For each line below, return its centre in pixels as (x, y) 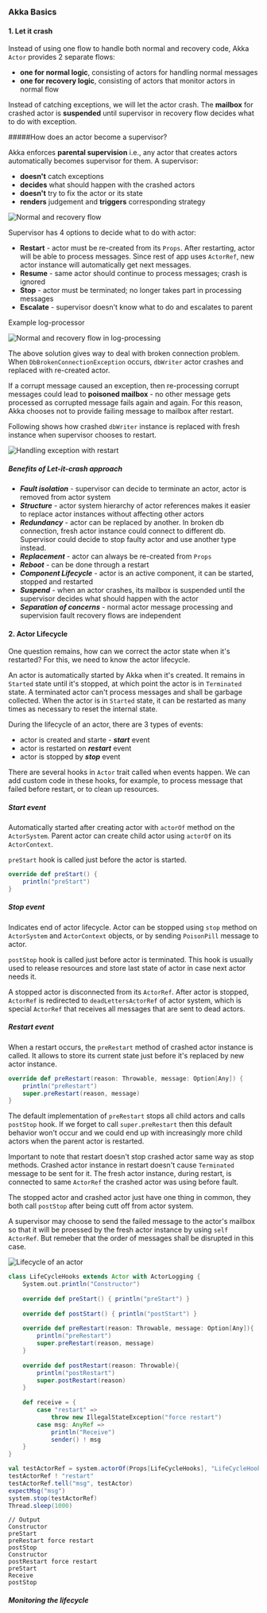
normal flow (39, 89)
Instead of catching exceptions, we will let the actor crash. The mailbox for (131, 105)
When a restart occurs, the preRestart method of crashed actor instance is (131, 1047)
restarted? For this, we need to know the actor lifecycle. (99, 660)
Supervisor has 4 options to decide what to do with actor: (103, 232)
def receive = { (50, 1403)
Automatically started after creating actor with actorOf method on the (122, 828)
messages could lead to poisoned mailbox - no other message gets (120, 394)
